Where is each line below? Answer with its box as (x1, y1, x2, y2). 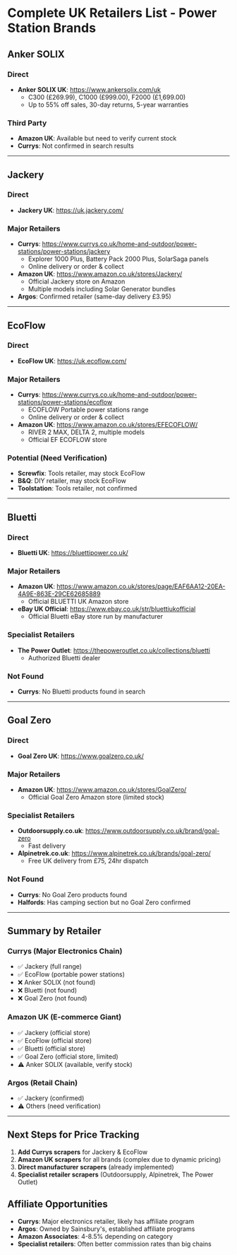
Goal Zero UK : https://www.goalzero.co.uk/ (17, 752, 145, 760)
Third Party (7, 118, 47, 128)
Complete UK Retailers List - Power (7, 5, 217, 21)
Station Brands (7, 20, 97, 36)
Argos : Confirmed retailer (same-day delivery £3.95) (17, 292, 171, 301)
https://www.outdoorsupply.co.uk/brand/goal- (85, 827, 220, 835)
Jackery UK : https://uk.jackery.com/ (17, 206, 124, 214)
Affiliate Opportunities (7, 1198, 108, 1210)
